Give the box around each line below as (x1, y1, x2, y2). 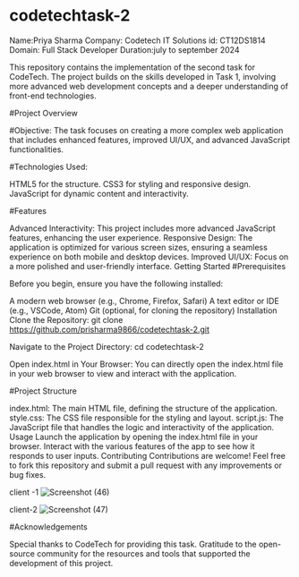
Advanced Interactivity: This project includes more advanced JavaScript (9, 223, 276, 233)
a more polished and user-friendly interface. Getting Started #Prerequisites (9, 260, 286, 271)
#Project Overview (9, 107, 78, 118)
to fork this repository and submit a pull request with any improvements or (9, 460, 282, 471)
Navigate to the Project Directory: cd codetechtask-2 (9, 341, 204, 352)
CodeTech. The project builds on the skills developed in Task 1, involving (9, 71, 277, 81)
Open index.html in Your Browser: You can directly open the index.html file (9, 359, 284, 369)
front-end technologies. (9, 90, 97, 101)
